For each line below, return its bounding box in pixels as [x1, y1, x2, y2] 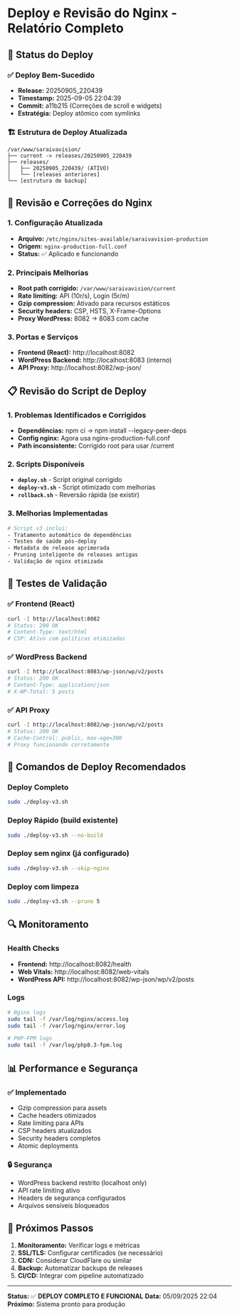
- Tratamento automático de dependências [7, 531, 132, 538]
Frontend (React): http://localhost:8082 [17, 348, 135, 357]
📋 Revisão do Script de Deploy [7, 385, 147, 397]
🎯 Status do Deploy [7, 49, 94, 61]
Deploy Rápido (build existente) [7, 815, 119, 825]
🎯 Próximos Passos [7, 1222, 94, 1234]
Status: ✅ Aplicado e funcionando [17, 249, 119, 258]
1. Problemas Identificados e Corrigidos [7, 410, 147, 420]
